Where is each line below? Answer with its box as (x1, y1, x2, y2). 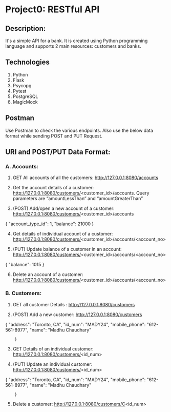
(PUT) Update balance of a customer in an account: (12, 246, 122, 252)
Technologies (5, 58, 50, 67)
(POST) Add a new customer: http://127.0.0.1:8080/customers (12, 311, 142, 318)
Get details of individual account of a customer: (12, 231, 113, 237)
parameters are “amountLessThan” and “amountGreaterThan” (12, 195, 143, 202)
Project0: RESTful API (5, 4, 100, 15)
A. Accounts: (5, 163, 39, 170)
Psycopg (12, 82, 32, 88)
